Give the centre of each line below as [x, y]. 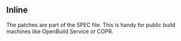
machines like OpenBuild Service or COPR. [60, 31]
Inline [17, 10]
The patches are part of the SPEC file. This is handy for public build [91, 24]
